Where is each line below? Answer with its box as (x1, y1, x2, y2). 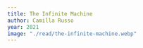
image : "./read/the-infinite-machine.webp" (7, 30, 137, 37)
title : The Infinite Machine (7, 10, 93, 18)
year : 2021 (7, 23, 39, 30)
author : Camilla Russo (7, 17, 74, 24)
